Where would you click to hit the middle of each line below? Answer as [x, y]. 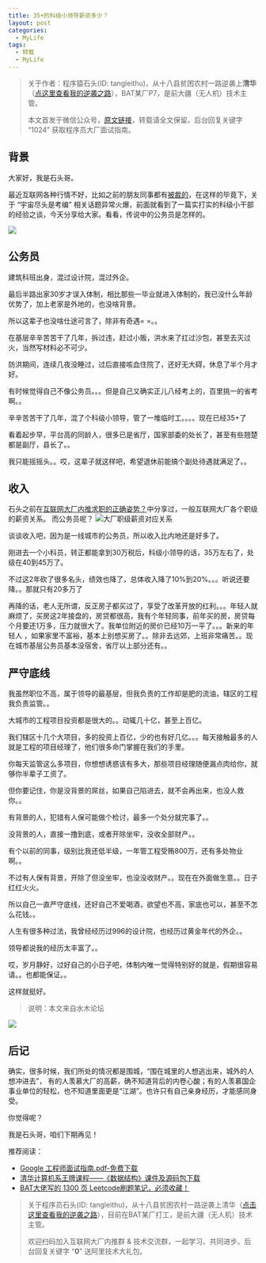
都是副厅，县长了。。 [41, 444]
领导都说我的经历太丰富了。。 [55, 948]
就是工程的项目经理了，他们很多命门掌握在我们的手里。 [98, 747]
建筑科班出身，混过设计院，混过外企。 [70, 277]
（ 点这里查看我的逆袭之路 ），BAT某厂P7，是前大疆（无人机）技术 [134, 93]
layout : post [30, 23]
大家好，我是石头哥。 [43, 177]
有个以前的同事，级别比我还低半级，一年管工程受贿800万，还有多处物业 [126, 851]
